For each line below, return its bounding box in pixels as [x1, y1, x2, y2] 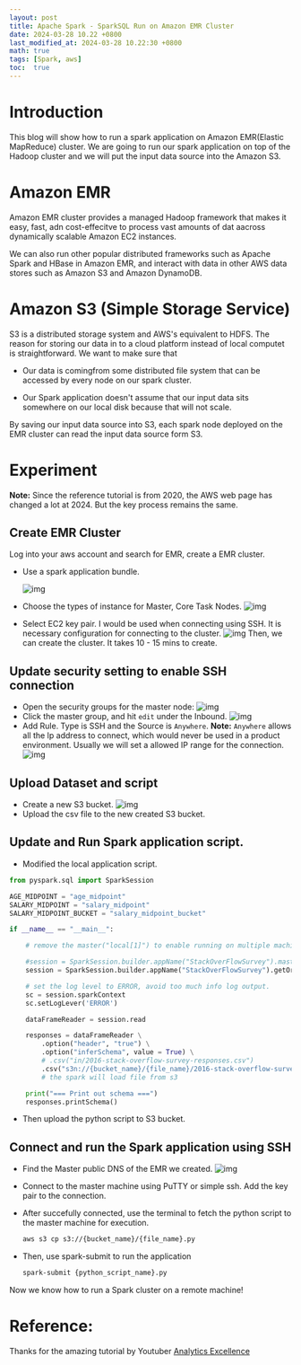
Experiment [9, 460, 98, 480]
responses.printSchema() [25, 1097, 118, 1106]
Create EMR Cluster [9, 525, 122, 541]
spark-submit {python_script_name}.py [21, 1268, 168, 1278]
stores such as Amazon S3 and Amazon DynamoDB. [9, 267, 202, 278]
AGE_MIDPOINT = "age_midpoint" [9, 892, 126, 901]
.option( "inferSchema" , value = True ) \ [41, 1048, 194, 1057]
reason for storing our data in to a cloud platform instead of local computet [9, 338, 285, 348]
